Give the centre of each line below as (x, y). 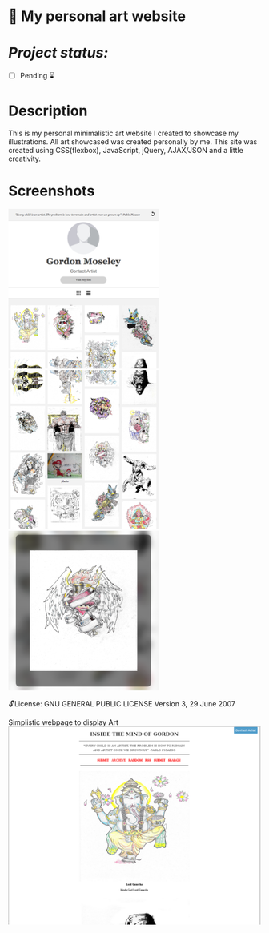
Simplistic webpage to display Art (63, 722)
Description (48, 111)
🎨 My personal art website (97, 16)
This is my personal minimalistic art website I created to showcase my (123, 133)
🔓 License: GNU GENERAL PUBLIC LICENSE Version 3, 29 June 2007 (122, 703)
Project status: (58, 53)
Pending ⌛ (37, 76)
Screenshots (52, 191)
